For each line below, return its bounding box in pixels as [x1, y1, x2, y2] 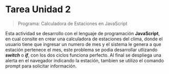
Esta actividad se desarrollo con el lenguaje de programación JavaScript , [5, 30, 160, 36]
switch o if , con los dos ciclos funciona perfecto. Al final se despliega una [5, 52, 162, 58]
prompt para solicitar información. [5, 63, 77, 69]
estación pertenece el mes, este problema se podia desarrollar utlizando [5, 46, 158, 53]
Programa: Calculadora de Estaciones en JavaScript [17, 20, 128, 27]
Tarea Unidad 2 [5, 4, 71, 15]
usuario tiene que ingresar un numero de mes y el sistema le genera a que [5, 41, 162, 47]
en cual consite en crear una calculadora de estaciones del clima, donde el [5, 36, 163, 42]
